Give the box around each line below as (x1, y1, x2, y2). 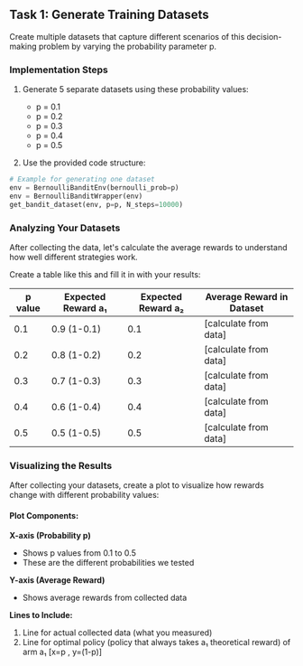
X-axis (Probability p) (9, 530, 92, 541)
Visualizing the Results (9, 459, 113, 472)
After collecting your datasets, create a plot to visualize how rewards (9, 480, 264, 491)
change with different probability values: (9, 490, 160, 501)
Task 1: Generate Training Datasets (9, 7, 209, 23)
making (9, 41, 38, 52)
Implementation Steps (9, 63, 108, 76)
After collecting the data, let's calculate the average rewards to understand (9, 241, 288, 252)
